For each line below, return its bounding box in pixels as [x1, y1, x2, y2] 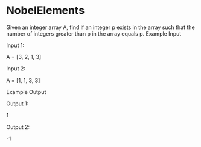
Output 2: [6, 123, 30, 130]
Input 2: [6, 64, 25, 72]
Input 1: [6, 42, 25, 49]
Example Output [6, 88, 46, 95]
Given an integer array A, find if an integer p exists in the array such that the [6, 23, 195, 31]
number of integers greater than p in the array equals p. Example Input [6, 30, 182, 37]
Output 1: [6, 100, 29, 107]
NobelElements [6, 4, 85, 17]
